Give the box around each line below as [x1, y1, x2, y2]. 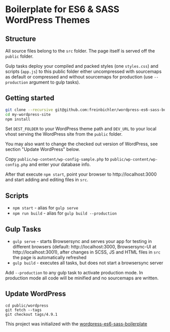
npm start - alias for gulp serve [12, 205, 78, 211]
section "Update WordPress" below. [5, 146, 80, 152]
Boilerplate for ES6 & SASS [5, 4, 120, 15]
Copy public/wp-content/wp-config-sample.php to [5, 156, 109, 162]
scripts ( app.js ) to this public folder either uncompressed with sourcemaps [5, 68, 162, 74]
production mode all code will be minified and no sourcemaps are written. [5, 275, 159, 281]
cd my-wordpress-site [5, 112, 51, 117]
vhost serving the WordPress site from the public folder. [5, 131, 123, 137]
